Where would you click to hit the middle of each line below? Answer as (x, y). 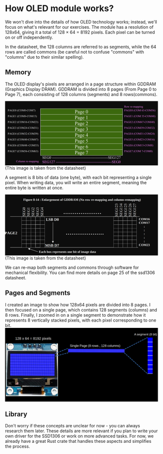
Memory (18, 73)
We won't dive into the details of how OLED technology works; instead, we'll (81, 22)
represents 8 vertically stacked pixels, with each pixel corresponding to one (81, 320)
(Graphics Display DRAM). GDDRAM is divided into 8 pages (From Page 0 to (81, 89)
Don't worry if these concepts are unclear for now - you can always (73, 426)
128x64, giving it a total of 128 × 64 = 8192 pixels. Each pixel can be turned (80, 32)
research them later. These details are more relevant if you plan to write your (81, 431)
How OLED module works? (59, 8)
